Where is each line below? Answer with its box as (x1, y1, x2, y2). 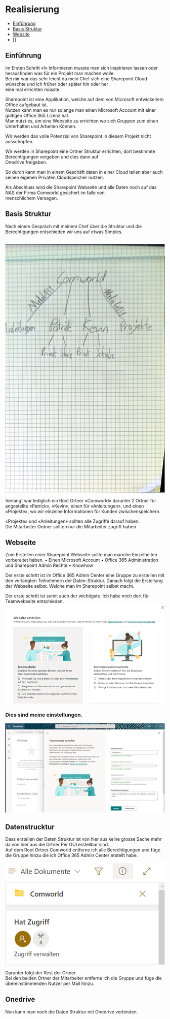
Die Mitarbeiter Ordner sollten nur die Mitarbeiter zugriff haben (5, 523, 137, 529)
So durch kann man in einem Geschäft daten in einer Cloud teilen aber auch (5, 169, 163, 175)
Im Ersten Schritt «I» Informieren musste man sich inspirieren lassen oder (5, 65, 158, 71)
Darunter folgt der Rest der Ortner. (5, 969, 77, 976)
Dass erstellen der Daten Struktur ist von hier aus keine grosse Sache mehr (5, 836, 162, 842)
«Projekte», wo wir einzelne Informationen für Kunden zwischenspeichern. (5, 508, 161, 514)
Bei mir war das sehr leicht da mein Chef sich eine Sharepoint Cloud (5, 75, 148, 82)
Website (12, 31, 30, 37)
